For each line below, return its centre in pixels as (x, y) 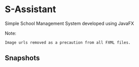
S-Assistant (31, 9)
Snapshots (22, 58)
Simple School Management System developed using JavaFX (69, 23)
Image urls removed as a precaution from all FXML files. (68, 42)
